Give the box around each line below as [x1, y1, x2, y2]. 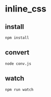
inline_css [5, 3, 47, 14]
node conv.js [5, 61, 32, 66]
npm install [5, 35, 29, 40]
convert [5, 48, 30, 56]
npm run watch [5, 87, 34, 92]
